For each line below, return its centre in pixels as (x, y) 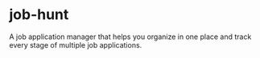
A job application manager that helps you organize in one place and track (130, 37)
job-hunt (39, 15)
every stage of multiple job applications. (76, 44)
